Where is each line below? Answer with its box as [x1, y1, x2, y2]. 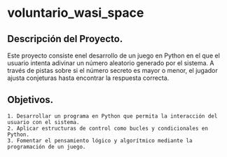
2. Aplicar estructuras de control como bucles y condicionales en [7, 125, 209, 132]
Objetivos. [7, 94, 54, 106]
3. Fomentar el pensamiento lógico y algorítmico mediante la [7, 137, 193, 144]
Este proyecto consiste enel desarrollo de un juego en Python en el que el [7, 51, 221, 60]
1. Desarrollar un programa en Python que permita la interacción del [7, 112, 218, 120]
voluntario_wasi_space [7, 5, 144, 21]
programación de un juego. [7, 143, 86, 150]
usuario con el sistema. [7, 118, 80, 125]
